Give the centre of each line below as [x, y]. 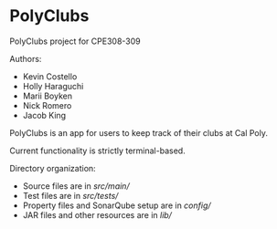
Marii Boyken [48, 96]
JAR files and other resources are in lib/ [97, 214]
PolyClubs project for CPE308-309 [75, 41]
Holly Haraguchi [53, 86]
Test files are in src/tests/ [70, 195]
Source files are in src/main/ [76, 186]
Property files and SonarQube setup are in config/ [117, 205]
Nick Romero [47, 105]
